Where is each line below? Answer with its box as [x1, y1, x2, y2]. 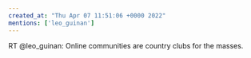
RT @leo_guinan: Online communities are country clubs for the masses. [8, 41, 244, 50]
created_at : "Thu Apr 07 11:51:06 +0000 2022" [8, 11, 166, 20]
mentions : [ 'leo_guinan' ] [8, 19, 94, 27]
